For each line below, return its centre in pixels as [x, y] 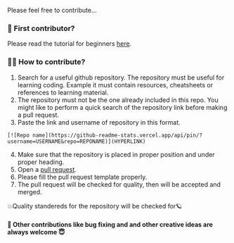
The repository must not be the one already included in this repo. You [118, 100]
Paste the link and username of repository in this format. [99, 122]
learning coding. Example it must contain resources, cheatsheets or [115, 85]
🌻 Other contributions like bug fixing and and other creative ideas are [110, 225]
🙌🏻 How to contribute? [46, 62]
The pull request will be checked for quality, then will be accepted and [119, 184]
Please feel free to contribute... [52, 10]
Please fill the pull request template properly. [82, 177]
